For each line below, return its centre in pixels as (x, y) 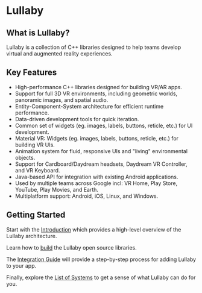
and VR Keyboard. (37, 170)
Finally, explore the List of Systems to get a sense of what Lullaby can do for (101, 277)
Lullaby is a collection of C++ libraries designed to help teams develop (94, 47)
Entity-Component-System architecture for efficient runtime (89, 106)
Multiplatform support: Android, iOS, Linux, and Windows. (87, 196)
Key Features (32, 73)
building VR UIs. (35, 145)
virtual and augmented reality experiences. (59, 54)
